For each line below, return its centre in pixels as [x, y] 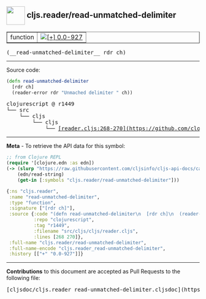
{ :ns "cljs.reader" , [33, 191]
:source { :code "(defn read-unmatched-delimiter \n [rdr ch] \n [91, 214]
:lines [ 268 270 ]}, [59, 237]
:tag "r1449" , [51, 226]
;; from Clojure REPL [34, 157]
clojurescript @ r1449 [40, 104]
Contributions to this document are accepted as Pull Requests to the [93, 271]
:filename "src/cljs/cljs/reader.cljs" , [86, 231]
